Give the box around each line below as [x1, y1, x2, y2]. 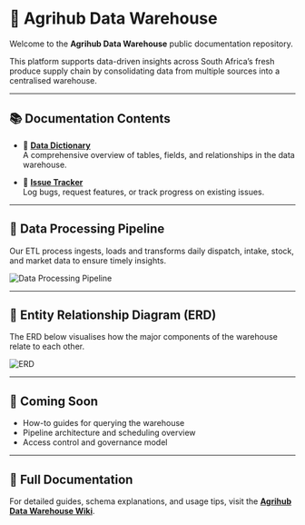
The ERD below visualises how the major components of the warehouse [9, 332, 279, 342]
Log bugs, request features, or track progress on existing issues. [22, 186, 265, 197]
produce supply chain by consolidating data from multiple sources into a [9, 65, 280, 76]
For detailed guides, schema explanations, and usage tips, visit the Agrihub [9, 496, 292, 507]
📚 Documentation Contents [9, 111, 171, 126]
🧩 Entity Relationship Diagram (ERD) [9, 307, 217, 322]
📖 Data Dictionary [22, 140, 91, 151]
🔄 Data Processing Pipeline [9, 222, 165, 237]
